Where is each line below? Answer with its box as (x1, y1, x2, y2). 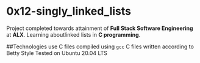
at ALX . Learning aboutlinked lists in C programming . (6, 31, 141, 38)
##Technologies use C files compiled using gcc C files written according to (6, 43, 194, 50)
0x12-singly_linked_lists (6, 4, 132, 18)
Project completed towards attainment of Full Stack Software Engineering (6, 24, 193, 32)
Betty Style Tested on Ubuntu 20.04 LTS (6, 49, 108, 56)
